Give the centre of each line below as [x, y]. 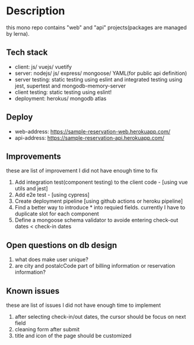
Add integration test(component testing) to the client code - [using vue [101, 182]
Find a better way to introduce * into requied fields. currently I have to [100, 208]
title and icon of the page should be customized [73, 335]
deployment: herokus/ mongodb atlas [61, 98]
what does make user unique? [52, 259]
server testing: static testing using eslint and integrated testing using [98, 79]
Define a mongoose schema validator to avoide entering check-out [96, 220]
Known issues [33, 291]
